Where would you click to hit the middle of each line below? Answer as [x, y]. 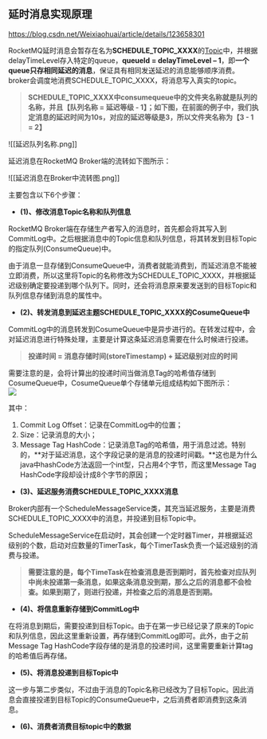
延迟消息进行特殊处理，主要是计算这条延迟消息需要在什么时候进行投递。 [133, 339]
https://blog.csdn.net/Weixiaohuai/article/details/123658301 [106, 33]
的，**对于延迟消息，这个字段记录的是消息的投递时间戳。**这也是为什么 [138, 454]
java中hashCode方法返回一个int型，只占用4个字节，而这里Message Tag [138, 464]
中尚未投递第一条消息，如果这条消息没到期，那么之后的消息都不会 [136, 582]
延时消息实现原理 [50, 14]
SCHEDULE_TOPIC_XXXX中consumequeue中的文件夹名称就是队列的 [142, 97]
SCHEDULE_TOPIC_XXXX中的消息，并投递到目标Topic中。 [104, 518]
